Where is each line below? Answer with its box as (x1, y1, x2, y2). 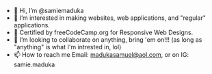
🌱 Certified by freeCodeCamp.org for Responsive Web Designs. (13, 28, 194, 36)
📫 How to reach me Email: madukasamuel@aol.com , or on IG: (13, 51, 189, 58)
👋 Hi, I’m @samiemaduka (13, 7, 84, 14)
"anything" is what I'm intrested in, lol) (13, 43, 122, 51)
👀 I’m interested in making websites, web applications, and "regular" (13, 14, 207, 22)
